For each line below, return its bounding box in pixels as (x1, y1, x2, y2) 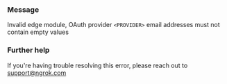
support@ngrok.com (7, 68, 67, 77)
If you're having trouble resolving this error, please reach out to (7, 61, 188, 69)
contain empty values (7, 28, 69, 36)
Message (7, 5, 40, 15)
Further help (7, 45, 50, 55)
